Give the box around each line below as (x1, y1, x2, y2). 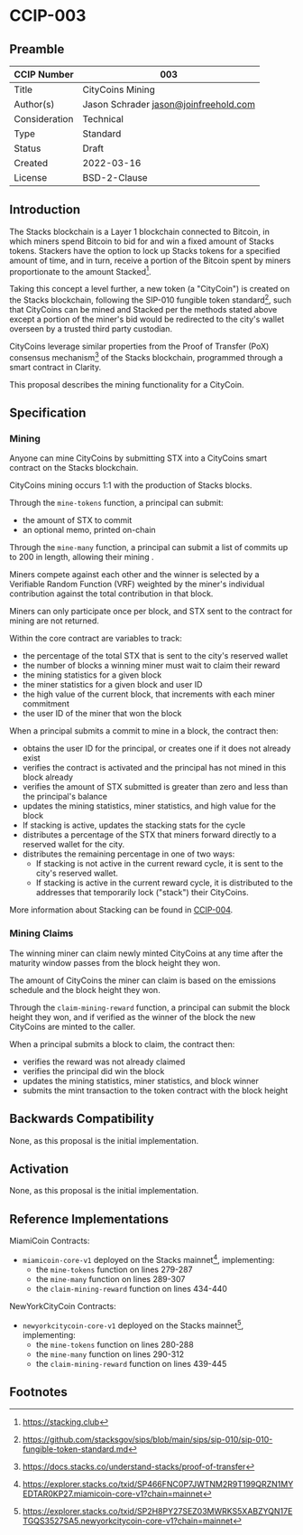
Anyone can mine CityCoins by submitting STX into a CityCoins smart (9, 453, 268, 463)
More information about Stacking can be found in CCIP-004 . (9, 904, 234, 915)
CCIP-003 (9, 5, 87, 26)
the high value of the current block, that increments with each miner (22, 688, 275, 700)
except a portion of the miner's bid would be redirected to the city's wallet (9, 314, 285, 325)
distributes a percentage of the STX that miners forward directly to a (22, 829, 277, 840)
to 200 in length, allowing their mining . (9, 552, 154, 563)
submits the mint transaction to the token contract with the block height (22, 1085, 289, 1096)
